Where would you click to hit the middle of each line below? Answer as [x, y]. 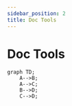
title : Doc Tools [32, 20]
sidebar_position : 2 [37, 13]
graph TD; [21, 72]
